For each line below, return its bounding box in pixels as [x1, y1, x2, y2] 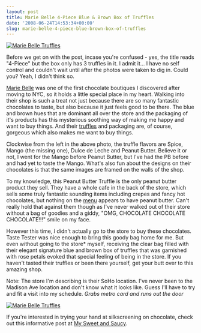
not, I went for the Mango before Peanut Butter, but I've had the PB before [6, 154, 189, 161]
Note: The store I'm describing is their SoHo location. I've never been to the [6, 277, 193, 285]
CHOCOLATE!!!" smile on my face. [6, 216, 91, 223]
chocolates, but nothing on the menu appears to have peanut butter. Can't [6, 197, 190, 204]
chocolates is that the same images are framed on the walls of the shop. [6, 166, 185, 173]
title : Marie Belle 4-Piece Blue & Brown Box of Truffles [6, 14, 154, 20]
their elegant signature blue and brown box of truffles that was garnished [6, 247, 187, 254]
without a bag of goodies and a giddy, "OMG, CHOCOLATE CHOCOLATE [6, 209, 186, 217]
